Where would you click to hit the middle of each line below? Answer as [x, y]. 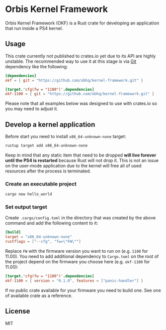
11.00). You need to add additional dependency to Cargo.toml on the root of [82, 256]
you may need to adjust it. [32, 109]
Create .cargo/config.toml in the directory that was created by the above [81, 218]
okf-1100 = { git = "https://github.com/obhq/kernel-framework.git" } [80, 94]
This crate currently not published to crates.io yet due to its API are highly [81, 56]
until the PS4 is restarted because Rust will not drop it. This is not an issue [82, 160]
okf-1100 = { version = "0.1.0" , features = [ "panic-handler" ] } [74, 281]
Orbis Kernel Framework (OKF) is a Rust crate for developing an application [82, 23]
